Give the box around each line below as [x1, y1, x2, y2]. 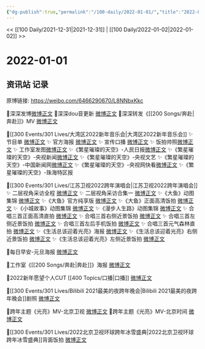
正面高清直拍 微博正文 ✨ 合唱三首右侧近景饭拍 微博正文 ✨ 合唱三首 [22, 212, 190, 219]
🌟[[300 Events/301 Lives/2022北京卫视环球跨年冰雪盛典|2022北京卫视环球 [6, 328, 194, 336]
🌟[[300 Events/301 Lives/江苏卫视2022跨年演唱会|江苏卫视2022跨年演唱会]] [6, 182, 198, 189]
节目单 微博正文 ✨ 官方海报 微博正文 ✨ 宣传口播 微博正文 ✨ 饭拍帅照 [6, 138, 178, 145]
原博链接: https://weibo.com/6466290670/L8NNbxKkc [6, 97, 143, 104]
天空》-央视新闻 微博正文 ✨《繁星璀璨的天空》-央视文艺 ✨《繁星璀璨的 [16, 153, 194, 161]
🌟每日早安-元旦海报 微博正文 [6, 248, 78, 255]
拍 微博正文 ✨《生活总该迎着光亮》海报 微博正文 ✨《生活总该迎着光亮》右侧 [6, 227, 198, 235]
